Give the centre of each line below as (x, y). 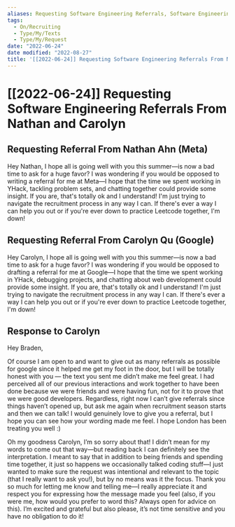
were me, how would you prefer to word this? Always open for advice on (112, 502)
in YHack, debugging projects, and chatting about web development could (114, 279)
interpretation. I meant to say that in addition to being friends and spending (115, 457)
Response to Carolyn (54, 331)
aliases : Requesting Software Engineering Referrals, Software (101, 14)
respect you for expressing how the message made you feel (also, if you (111, 494)
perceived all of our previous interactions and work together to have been (113, 384)
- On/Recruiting (37, 27)
